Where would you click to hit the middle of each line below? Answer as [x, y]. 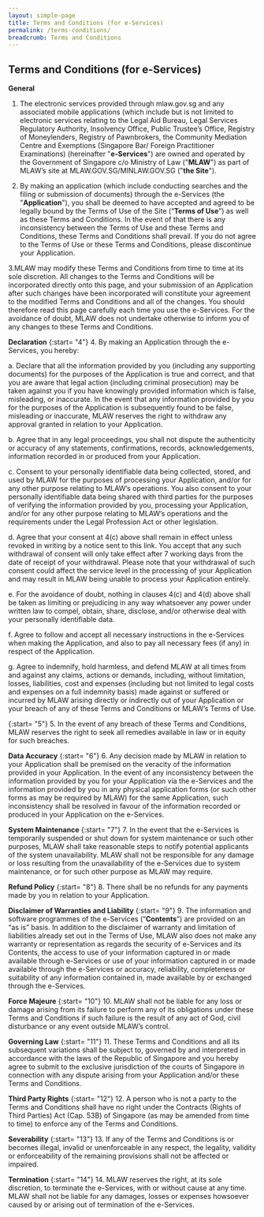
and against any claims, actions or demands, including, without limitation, [127, 675]
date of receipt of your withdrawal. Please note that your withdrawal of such [132, 562]
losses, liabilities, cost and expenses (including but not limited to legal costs [131, 683]
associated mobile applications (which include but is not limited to [126, 112]
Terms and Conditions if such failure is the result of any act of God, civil [125, 1018]
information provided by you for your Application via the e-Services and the [131, 781]
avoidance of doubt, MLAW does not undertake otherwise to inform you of [129, 318]
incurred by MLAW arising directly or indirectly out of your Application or [126, 700]
